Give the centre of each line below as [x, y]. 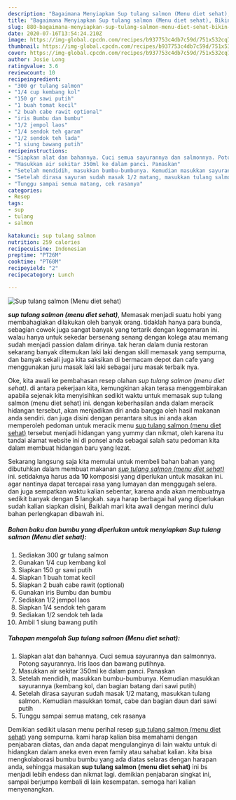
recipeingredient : [35, 79]
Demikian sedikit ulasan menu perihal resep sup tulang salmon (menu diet [114, 729]
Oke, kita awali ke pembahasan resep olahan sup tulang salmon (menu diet [116, 380]
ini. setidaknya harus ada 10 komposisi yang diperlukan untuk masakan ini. [116, 476]
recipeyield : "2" [33, 269]
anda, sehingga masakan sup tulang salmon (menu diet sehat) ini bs [108, 766]
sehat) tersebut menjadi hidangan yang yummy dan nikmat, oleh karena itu [116, 432]
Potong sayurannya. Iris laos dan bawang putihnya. [92, 663]
